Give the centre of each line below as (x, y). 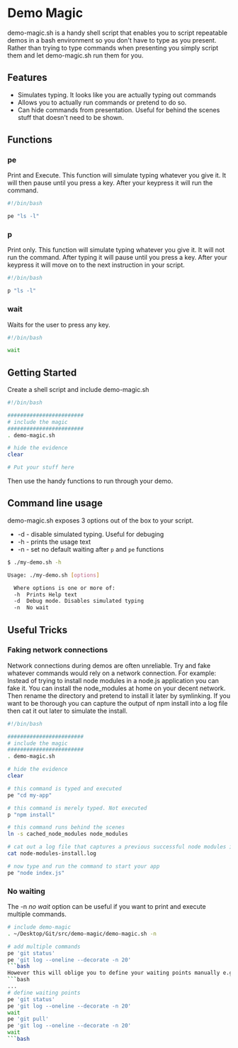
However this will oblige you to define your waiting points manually (114, 973)
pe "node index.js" (36, 873)
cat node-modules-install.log (52, 853)
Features (27, 78)
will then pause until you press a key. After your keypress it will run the (110, 183)
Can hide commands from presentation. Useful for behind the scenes (119, 110)
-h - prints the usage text (54, 542)
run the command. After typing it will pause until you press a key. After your (118, 258)
